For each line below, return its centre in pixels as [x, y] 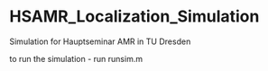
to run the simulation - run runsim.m [76, 58]
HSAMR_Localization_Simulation [134, 17]
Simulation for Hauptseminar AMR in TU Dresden [100, 41]
